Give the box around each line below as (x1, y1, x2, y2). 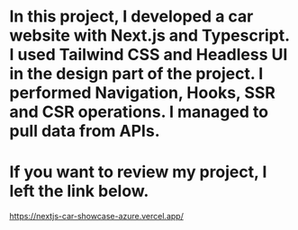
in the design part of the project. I (9, 64, 264, 84)
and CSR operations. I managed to (9, 102, 268, 122)
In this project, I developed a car (9, 6, 254, 27)
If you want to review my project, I (9, 162, 267, 182)
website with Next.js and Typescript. (9, 25, 290, 46)
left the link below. (9, 181, 149, 201)
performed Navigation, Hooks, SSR (9, 83, 276, 103)
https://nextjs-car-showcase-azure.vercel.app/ (9, 211, 185, 222)
